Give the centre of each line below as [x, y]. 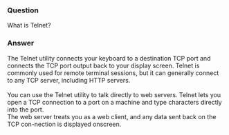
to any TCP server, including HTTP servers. [69, 80]
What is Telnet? [29, 25]
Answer [21, 43]
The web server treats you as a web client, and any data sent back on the [112, 116]
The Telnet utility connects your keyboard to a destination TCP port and [109, 58]
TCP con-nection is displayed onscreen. [64, 124]
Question [23, 10]
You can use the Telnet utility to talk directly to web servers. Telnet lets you [114, 94]
